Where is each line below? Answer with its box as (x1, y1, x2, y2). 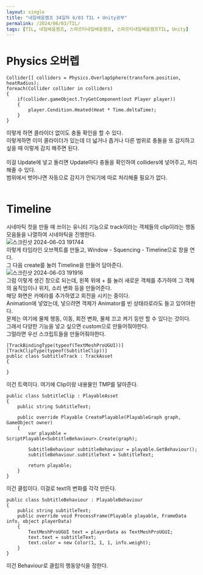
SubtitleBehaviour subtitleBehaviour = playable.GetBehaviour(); (28, 447, 198, 453)
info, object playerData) (6, 518, 72, 525)
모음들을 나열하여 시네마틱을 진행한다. (6, 231, 96, 239)
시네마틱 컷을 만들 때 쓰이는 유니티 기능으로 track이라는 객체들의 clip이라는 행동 (6, 223, 196, 231)
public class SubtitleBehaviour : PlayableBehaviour (6, 497, 143, 503)
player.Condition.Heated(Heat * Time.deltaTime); (28, 107, 157, 113)
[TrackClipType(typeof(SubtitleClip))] (6, 348, 108, 354)
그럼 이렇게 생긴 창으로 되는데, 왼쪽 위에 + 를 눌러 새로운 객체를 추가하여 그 (6, 276, 183, 284)
